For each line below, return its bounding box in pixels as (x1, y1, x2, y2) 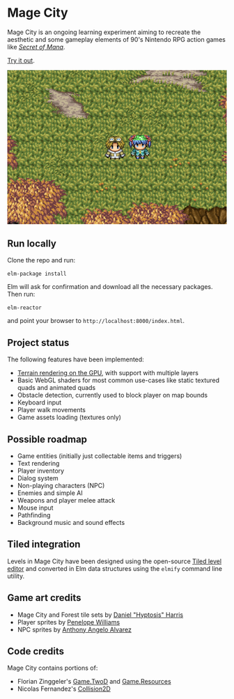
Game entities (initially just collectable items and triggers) (17, 452, 182, 460)
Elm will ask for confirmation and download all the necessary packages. (7, 283, 213, 291)
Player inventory (17, 466, 65, 475)
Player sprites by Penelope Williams (17, 618, 120, 626)
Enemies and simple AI (17, 489, 83, 497)
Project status (7, 336, 70, 349)
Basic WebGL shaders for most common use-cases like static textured (17, 376, 220, 384)
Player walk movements (17, 406, 86, 414)
